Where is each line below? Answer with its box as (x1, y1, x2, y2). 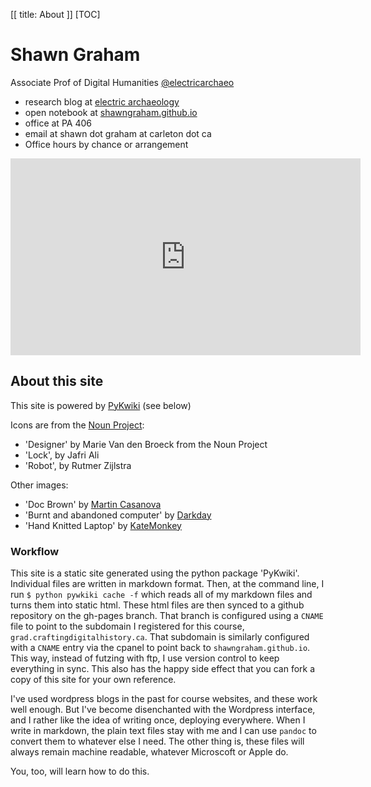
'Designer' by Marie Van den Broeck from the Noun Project (24, 438, 268, 450)
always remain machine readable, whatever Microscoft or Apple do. (10, 746, 289, 758)
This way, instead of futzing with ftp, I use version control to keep (10, 652, 280, 664)
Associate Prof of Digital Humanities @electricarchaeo (10, 76, 235, 88)
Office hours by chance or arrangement (24, 138, 189, 150)
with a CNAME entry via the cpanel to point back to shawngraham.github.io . (10, 642, 311, 654)
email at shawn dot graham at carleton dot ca (24, 127, 212, 139)
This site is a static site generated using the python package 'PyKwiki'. (10, 567, 300, 579)
